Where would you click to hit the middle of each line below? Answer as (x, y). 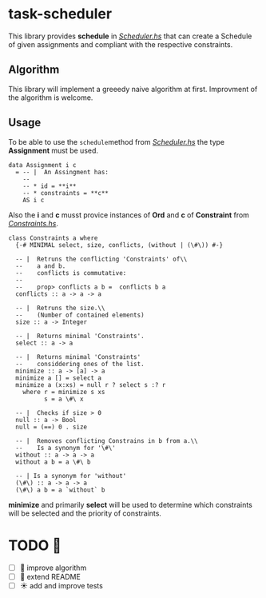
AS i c (34, 200)
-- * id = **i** (50, 186)
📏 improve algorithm (53, 568)
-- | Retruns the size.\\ (60, 308)
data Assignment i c (43, 165)
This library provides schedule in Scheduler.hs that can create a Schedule (130, 36)
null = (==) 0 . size (52, 427)
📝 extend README (50, 576)
